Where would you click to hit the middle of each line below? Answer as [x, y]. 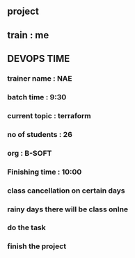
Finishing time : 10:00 [45, 172]
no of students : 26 [40, 134]
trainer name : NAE [40, 79]
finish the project [37, 246]
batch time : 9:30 [37, 97]
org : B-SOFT [30, 153]
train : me [28, 35]
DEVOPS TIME [39, 59]
